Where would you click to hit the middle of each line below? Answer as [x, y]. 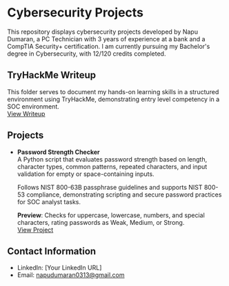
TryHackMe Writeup [52, 75]
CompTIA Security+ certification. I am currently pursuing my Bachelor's [109, 46]
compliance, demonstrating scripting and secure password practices [124, 195]
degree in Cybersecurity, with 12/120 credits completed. [87, 54]
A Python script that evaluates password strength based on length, [112, 159]
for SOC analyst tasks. [49, 201]
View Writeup [26, 113]
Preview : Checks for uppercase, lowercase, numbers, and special [111, 215]
